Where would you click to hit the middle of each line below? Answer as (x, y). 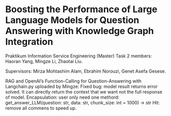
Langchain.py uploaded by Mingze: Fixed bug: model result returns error (82, 86)
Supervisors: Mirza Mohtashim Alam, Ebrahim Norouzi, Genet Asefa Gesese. (86, 71)
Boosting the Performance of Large (81, 9)
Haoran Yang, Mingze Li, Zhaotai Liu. (44, 61)
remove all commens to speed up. (41, 108)
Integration (29, 42)
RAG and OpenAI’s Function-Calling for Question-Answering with (74, 81)
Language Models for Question (72, 20)
